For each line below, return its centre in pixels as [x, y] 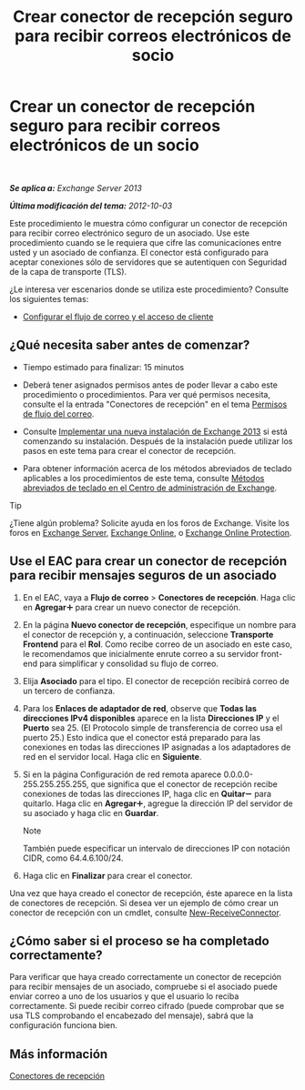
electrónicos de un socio [105, 145]
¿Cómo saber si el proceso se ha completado [140, 940]
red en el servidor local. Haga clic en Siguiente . [112, 756]
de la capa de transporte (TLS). [68, 271]
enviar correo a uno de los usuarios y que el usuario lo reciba [124, 996]
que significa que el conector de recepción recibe [184, 783]
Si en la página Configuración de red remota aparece [122, 774]
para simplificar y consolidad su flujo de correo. [129, 663]
